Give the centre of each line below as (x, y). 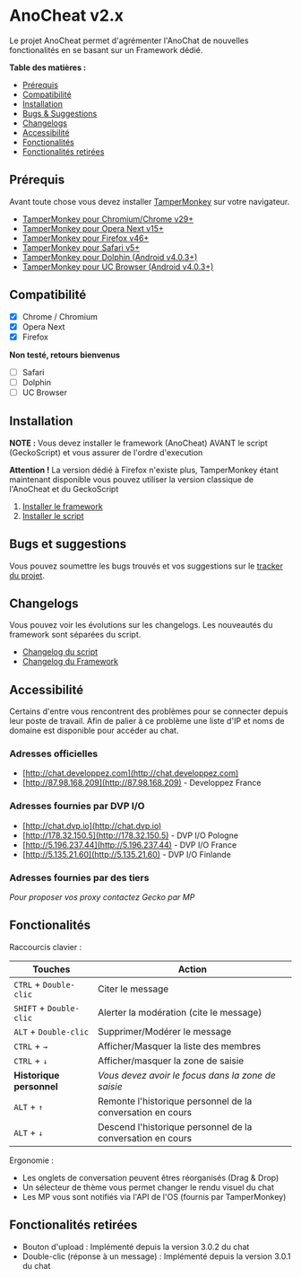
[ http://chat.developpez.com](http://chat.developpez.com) (130, 773)
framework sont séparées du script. (75, 635)
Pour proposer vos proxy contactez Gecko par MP (102, 897)
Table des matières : (48, 67)
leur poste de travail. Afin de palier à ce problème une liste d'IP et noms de (147, 721)
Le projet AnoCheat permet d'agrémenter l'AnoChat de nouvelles (129, 40)
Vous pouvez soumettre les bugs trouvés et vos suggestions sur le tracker (146, 566)
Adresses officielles (54, 754)
